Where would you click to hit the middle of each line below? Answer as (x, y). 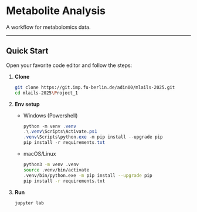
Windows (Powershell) (50, 115)
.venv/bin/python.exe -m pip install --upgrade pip (88, 175)
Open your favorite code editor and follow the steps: (69, 65)
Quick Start (27, 51)
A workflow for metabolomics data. (48, 27)
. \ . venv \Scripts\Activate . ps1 (60, 132)
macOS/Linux (40, 154)
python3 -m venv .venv (51, 164)
